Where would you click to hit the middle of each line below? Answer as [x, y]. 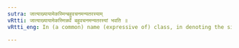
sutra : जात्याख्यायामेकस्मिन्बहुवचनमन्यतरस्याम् [55, 14]
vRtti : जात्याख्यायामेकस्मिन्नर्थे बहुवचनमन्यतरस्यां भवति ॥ [68, 20]
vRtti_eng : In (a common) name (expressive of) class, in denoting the [116, 27]
